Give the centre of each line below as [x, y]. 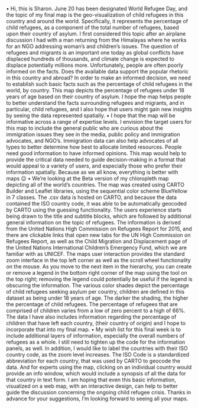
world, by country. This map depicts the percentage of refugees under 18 [95, 90]
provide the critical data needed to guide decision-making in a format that [96, 160]
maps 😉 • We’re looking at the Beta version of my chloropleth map [87, 178]
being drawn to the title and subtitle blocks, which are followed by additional [99, 216]
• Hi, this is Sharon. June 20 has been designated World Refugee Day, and [97, 9]
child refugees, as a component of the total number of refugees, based [92, 27]
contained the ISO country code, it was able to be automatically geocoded [97, 203]
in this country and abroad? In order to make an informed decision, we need [98, 78]
